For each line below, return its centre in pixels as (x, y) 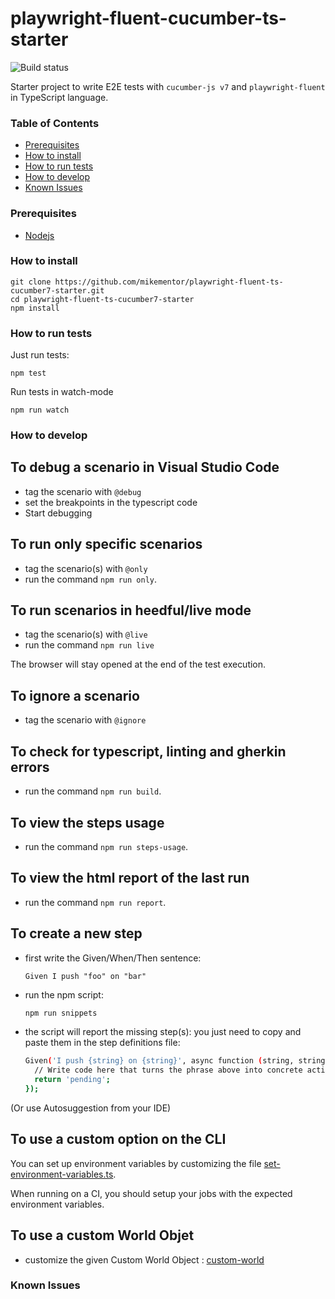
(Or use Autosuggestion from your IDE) (91, 1108)
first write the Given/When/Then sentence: (113, 958)
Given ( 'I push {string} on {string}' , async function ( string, (159, 1061)
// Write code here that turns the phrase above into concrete (168, 1070)
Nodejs (39, 235)
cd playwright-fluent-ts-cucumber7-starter (102, 299)
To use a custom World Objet (102, 1235)
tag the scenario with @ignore (85, 720)
